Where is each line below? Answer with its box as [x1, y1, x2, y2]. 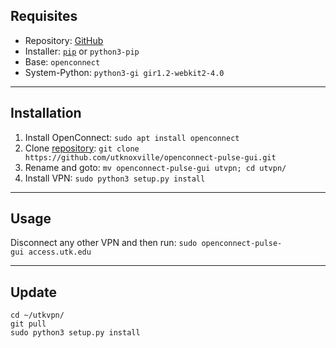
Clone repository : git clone [24, 142, 140, 154]
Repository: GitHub [24, 34, 104, 46]
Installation [10, 105, 82, 122]
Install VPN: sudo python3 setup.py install [24, 172, 206, 184]
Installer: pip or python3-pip [24, 45, 140, 57]
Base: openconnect [24, 55, 101, 68]
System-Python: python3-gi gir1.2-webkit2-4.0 [24, 66, 225, 78]
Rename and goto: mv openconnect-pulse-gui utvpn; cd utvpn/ [24, 161, 287, 173]
